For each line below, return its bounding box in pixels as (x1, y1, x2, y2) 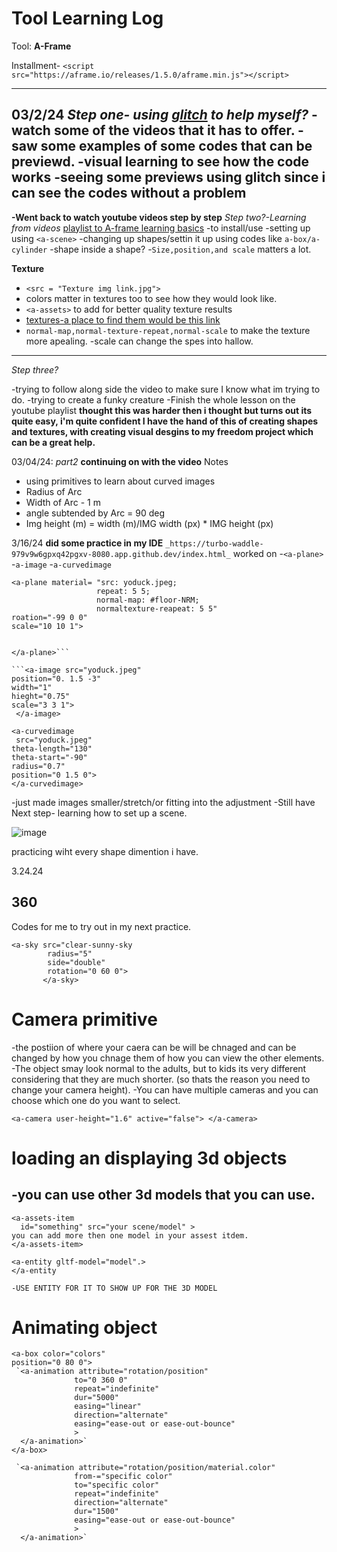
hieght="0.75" (11, 691, 71, 701)
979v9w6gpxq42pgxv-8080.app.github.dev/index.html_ (11, 549, 231, 559)
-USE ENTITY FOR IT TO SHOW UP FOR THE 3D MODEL (11, 1283, 218, 1293)
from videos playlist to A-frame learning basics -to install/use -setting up (11, 222, 311, 234)
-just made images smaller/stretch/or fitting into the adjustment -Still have (11, 796, 316, 808)
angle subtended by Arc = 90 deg (25, 507, 166, 519)
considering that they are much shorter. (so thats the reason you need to (11, 1073, 311, 1085)
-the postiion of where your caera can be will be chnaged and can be (11, 1041, 297, 1053)
